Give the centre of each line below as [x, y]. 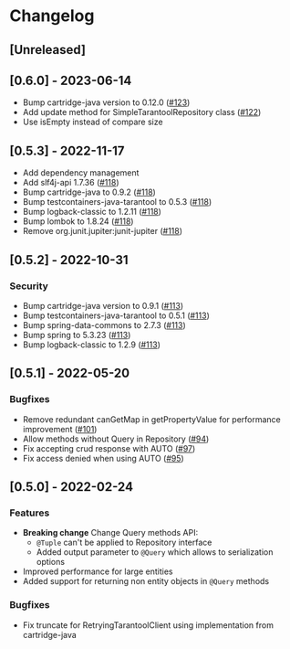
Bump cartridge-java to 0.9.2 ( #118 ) [89, 192]
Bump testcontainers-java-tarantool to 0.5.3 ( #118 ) [117, 202]
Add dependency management [81, 173]
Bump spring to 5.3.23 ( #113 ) [77, 335]
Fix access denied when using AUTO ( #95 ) [103, 458]
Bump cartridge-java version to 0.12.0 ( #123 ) [106, 102]
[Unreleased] [48, 50]
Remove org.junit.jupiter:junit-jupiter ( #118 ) [103, 231]
